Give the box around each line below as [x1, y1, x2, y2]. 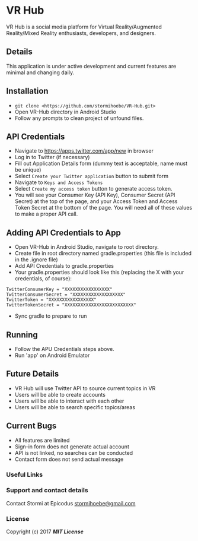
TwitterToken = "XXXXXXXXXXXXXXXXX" [6, 297, 97, 303]
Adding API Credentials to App [6, 227, 122, 238]
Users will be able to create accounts [14, 391, 106, 398]
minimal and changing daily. [6, 69, 75, 76]
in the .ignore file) [14, 256, 58, 263]
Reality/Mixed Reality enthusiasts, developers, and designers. [6, 29, 156, 36]
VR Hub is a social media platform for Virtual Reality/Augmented [6, 23, 162, 30]
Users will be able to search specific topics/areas [14, 403, 135, 410]
